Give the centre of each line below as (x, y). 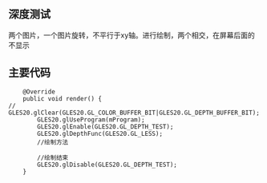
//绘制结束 (53, 157)
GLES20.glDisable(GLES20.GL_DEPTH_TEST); (107, 165)
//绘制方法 (53, 142)
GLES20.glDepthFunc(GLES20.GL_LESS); (100, 133)
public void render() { (63, 98)
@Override (39, 91)
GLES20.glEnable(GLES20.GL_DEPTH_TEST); (105, 126)
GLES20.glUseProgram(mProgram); (91, 119)
